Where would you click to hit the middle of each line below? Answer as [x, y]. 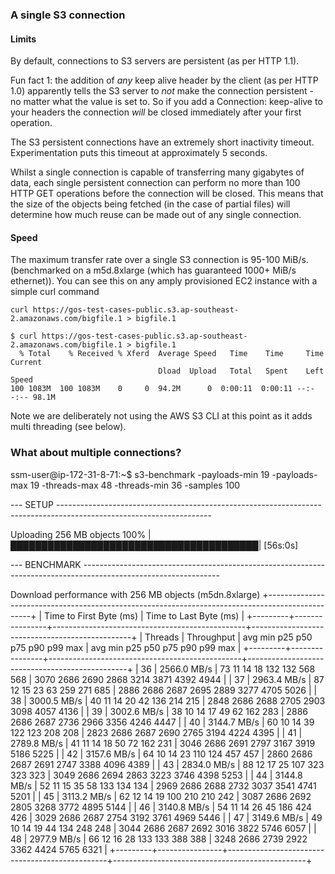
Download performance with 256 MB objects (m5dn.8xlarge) [135, 594]
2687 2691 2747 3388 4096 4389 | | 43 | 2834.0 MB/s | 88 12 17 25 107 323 [167, 764]
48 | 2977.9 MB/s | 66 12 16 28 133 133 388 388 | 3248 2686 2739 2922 [159, 839]
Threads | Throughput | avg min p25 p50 [228, 637]
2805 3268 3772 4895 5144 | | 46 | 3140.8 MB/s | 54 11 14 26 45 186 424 [161, 807]
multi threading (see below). [68, 427]
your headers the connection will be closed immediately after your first [156, 112]
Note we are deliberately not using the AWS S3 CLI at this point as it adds [161, 416]
